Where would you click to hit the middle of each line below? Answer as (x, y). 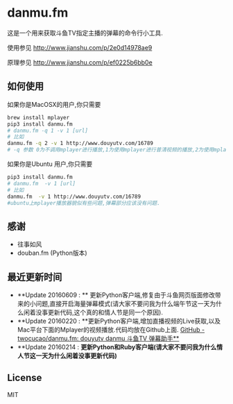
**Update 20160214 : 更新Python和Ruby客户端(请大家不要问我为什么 (117, 347)
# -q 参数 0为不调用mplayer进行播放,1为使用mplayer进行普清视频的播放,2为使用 (111, 150)
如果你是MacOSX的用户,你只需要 (54, 104)
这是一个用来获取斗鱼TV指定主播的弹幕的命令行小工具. (85, 33)
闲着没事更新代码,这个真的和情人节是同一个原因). (93, 312)
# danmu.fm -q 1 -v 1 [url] (48, 131)
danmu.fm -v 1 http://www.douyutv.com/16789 (74, 196)
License (25, 378)
